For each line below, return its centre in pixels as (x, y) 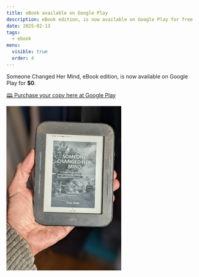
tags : (13, 32)
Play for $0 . (21, 83)
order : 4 (23, 58)
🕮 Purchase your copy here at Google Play (61, 95)
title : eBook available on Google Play (57, 13)
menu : (13, 45)
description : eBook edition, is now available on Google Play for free (99, 19)
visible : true (30, 52)
